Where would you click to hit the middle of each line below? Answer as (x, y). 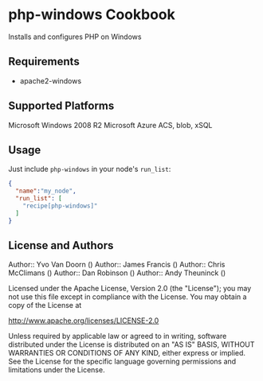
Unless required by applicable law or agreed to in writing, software (118, 336)
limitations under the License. (57, 370)
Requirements (44, 62)
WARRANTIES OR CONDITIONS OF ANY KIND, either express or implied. (127, 353)
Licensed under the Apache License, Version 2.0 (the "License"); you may (130, 289)
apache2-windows (51, 80)
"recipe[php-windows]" (60, 206)
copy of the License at (45, 305)
